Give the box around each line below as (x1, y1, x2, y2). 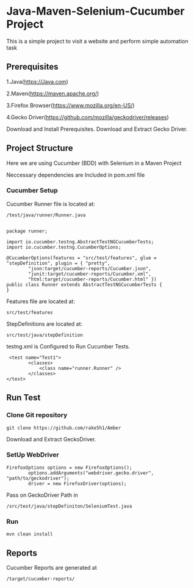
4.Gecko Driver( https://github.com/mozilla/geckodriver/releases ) (6, 113, 169, 120)
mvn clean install (6, 531, 53, 537)
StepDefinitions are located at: (6, 320, 82, 328)
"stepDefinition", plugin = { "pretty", (6, 260, 111, 266)
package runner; (6, 228, 48, 234)
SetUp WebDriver (6, 450, 59, 459)
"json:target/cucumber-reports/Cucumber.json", (28, 265, 151, 271)
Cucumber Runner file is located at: (6, 200, 96, 207)
